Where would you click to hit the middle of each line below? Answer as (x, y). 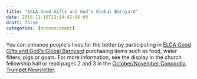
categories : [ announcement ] (41, 28)
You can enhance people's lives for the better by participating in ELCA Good (98, 45)
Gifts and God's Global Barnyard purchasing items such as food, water (92, 51)
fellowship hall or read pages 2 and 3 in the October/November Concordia (96, 64)
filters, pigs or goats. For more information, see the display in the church (94, 57)
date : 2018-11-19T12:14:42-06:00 (47, 17)
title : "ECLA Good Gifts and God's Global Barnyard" (72, 11)
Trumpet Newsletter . (31, 70)
